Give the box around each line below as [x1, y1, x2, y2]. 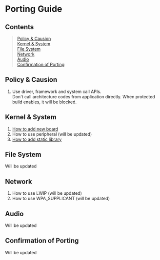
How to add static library [12, 136, 62, 142]
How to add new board [12, 126, 59, 132]
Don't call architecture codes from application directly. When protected [12, 93, 155, 99]
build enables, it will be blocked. [12, 99, 77, 105]
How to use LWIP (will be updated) [12, 190, 82, 196]
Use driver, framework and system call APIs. [12, 89, 101, 94]
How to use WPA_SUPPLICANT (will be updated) [12, 196, 110, 202]
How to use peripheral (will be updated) [12, 131, 92, 137]
